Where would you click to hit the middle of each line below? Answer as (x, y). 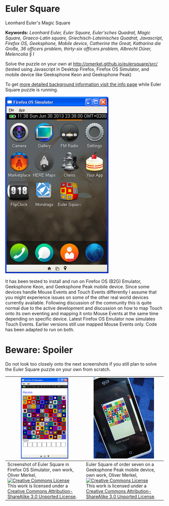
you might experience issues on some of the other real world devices (77, 297)
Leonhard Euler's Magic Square (38, 23)
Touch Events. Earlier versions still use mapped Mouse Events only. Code (81, 324)
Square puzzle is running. (32, 89)
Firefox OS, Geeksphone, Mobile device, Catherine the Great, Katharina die (83, 43)
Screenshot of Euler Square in (38, 464)
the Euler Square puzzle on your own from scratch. (58, 369)
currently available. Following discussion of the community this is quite (78, 302)
